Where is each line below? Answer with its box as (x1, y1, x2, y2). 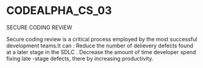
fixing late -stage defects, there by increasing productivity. (6, 55, 154, 62)
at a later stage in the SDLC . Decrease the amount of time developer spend (6, 48, 196, 55)
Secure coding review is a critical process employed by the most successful (6, 35, 198, 42)
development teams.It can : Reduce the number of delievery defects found (6, 42, 194, 49)
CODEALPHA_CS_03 (6, 4, 112, 18)
